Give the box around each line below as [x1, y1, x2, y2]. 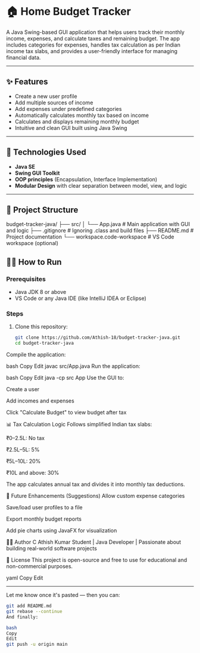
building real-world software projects [6, 545, 97, 552]
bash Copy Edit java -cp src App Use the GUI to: [6, 374, 124, 382]
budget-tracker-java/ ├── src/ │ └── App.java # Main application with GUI [6, 221, 190, 228]
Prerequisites [6, 275, 46, 283]
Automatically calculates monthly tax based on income [14, 112, 149, 119]
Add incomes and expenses [6, 397, 74, 404]
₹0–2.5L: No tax [6, 435, 45, 442]
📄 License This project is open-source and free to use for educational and [6, 556, 187, 564]
